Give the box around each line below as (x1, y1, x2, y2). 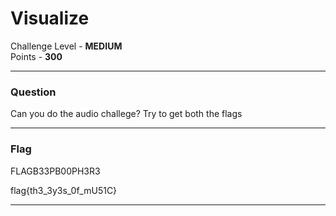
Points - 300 (10, 50, 63, 62)
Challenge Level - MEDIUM (10, 40, 123, 52)
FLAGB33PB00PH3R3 (10, 165, 101, 177)
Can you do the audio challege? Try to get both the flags (10, 108, 243, 120)
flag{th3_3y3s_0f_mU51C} (10, 184, 118, 196)
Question (10, 85, 57, 99)
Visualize (10, 7, 90, 30)
